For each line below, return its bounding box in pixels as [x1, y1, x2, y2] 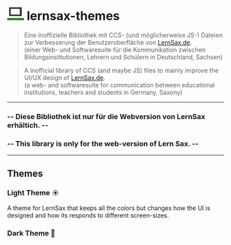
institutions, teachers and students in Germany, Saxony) [23, 88, 183, 96]
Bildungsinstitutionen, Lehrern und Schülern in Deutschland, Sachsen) [23, 52, 223, 61]
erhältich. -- [7, 120, 49, 130]
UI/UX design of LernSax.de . [23, 73, 105, 82]
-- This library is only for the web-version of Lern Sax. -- [7, 138, 199, 148]
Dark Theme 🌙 [7, 228, 56, 237]
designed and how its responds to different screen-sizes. [7, 211, 170, 220]
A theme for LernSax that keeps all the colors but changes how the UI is [7, 204, 211, 212]
